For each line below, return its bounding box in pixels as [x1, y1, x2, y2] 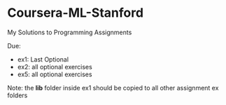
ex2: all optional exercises [17, 62, 92, 71]
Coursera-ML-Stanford [7, 5, 144, 21]
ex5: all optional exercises [17, 70, 92, 78]
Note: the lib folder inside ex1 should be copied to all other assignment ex [7, 83, 219, 92]
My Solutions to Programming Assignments [7, 28, 132, 36]
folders [7, 91, 28, 99]
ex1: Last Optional [17, 55, 69, 64]
